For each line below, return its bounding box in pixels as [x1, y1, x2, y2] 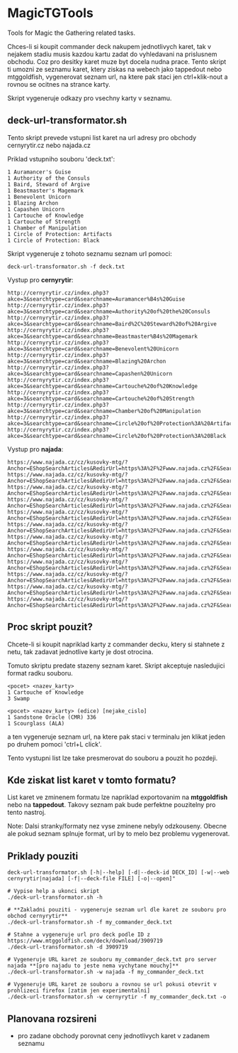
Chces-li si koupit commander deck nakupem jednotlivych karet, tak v [7, 42, 211, 50]
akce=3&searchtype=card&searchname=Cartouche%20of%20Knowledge [7, 383, 198, 390]
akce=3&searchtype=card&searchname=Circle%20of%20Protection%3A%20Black [7, 432, 227, 439]
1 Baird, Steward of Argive [7, 181, 91, 188]
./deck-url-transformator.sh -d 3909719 [7, 944, 129, 951]
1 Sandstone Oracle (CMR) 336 [7, 713, 97, 721]
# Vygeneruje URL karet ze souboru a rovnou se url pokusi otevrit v [7, 981, 217, 988]
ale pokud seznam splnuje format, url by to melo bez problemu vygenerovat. [7, 830, 230, 838]
